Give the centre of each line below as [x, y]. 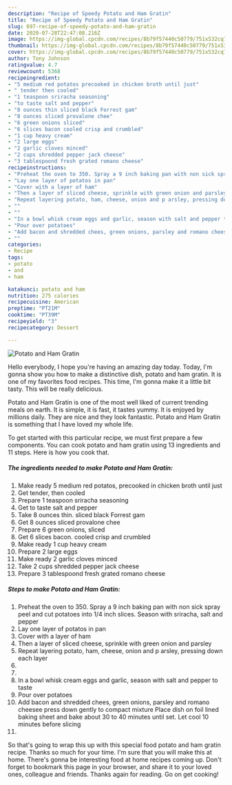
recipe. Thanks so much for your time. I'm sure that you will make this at [110, 752]
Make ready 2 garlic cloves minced [67, 559]
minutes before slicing [49, 724]
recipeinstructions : [38, 167]
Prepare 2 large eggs [48, 551]
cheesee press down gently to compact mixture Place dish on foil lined [118, 709]
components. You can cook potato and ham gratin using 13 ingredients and [114, 445]
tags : [15, 258]
